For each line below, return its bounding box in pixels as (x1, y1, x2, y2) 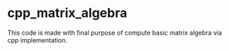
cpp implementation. (7, 35, 67, 44)
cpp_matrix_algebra (7, 5, 128, 21)
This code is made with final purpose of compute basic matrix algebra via (7, 28, 222, 37)
